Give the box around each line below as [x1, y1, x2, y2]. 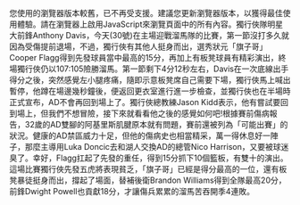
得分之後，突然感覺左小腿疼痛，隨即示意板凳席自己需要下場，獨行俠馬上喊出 [9, 75, 291, 85]
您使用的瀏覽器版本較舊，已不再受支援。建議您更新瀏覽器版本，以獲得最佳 [9, 8, 283, 18]
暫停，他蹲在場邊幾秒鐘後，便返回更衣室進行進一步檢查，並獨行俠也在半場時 [9, 86, 291, 96]
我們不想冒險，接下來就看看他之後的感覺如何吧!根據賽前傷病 [47, 108, 271, 119]
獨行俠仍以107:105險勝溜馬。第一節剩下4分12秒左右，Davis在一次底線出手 [16, 63, 289, 74]
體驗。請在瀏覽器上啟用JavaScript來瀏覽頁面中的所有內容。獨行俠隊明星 [16, 19, 284, 29]
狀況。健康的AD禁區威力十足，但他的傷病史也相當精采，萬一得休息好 [9, 130, 263, 141]
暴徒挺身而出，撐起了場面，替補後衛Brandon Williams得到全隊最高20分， [16, 175, 287, 185]
